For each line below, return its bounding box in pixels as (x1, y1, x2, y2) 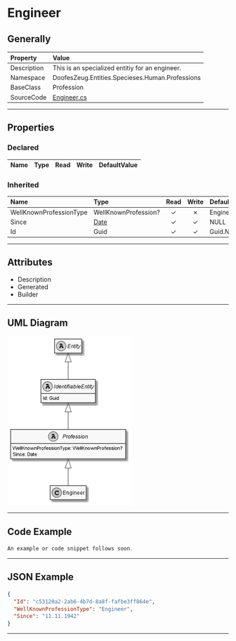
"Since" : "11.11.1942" (13, 613, 80, 620)
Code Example (7, 525, 72, 538)
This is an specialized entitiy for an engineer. (52, 63, 181, 72)
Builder (17, 290, 39, 298)
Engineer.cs (52, 93, 87, 101)
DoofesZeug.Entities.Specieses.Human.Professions (52, 74, 202, 81)
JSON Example (7, 571, 74, 583)
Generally (7, 33, 51, 45)
